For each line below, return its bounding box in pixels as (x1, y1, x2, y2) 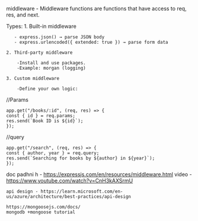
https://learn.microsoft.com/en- (40, 188, 123, 194)
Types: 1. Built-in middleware (6, 23, 77, 30)
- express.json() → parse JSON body (14, 34, 105, 40)
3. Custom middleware (6, 76, 60, 82)
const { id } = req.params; (6, 113, 76, 119)
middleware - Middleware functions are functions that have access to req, (6, 5, 187, 12)
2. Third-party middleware (6, 50, 73, 56)
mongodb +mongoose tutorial (6, 209, 76, 215)
